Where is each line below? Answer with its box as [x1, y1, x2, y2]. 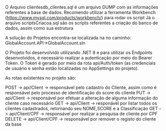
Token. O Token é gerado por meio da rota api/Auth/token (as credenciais [5, 60, 156, 66]
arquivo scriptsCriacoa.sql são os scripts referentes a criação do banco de [5, 20, 158, 26]
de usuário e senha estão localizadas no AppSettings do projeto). [5, 65, 139, 71]
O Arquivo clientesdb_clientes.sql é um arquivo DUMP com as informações [5, 4, 159, 10]
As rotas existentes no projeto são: [5, 75, 76, 81]
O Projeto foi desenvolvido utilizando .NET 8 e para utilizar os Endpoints [5, 49, 153, 55]
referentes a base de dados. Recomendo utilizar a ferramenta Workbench [5, 9, 156, 15]
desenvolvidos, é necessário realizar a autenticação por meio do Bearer [5, 55, 153, 61]
